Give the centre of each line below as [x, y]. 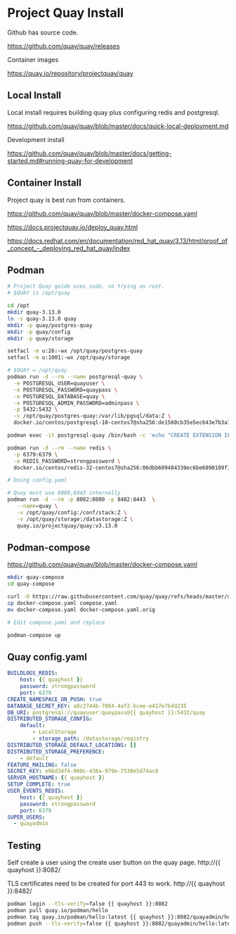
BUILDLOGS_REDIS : [33, 673]
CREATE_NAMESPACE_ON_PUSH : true [54, 699]
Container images [33, 59]
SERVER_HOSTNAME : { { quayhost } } [56, 778]
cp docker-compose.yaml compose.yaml [63, 603]
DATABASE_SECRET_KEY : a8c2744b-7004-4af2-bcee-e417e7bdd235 [97, 706]
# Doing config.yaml [38, 480]
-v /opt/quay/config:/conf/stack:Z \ [72, 512]
